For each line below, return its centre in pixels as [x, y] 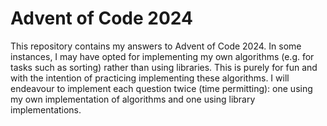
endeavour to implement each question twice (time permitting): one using [161, 88]
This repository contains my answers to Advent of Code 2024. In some [156, 46]
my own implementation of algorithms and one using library [133, 99]
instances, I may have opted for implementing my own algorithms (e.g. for [162, 56]
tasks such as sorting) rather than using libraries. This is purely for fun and [164, 67]
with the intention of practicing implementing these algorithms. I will [150, 78]
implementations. [46, 109]
